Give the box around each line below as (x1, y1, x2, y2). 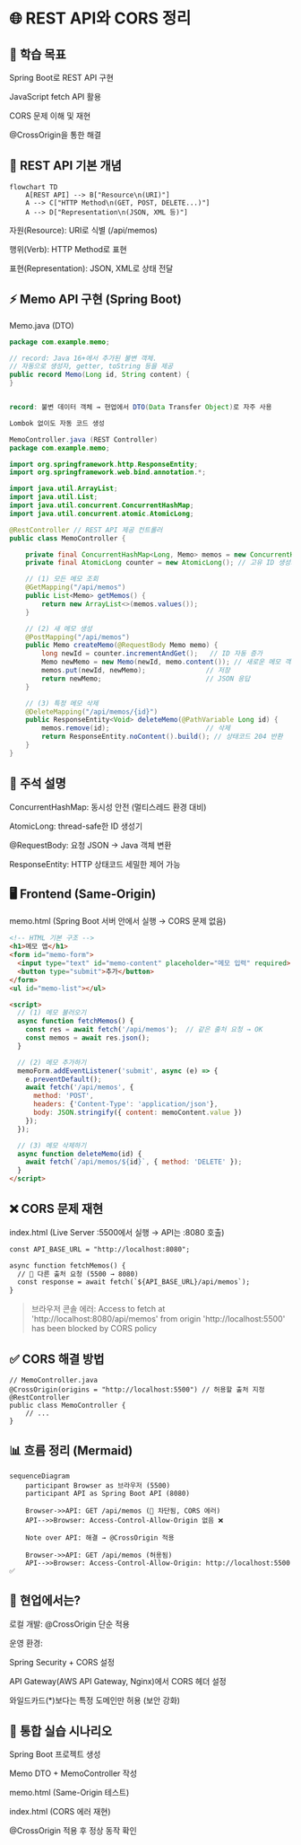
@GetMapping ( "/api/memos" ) (25, 583, 126, 593)
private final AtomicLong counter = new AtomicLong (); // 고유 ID (25, 558, 275, 567)
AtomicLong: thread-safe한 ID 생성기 (9, 821, 143, 831)
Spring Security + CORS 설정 (9, 1656, 115, 1667)
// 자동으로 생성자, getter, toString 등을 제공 (9, 362, 174, 371)
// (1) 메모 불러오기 (17, 1008, 87, 1017)
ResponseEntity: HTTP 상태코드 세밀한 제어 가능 (9, 858, 181, 869)
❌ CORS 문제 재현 (9, 1201, 104, 1217)
